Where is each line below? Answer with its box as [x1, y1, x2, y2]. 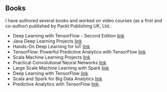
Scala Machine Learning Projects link [12, 54, 91, 60]
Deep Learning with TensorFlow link [12, 70, 88, 76]
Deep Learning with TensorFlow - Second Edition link [12, 32, 125, 38]
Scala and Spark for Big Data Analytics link [12, 75, 103, 81]
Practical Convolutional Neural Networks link [12, 59, 107, 65]
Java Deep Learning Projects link [12, 38, 82, 44]
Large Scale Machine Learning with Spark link [12, 65, 109, 71]
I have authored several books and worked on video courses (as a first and [5, 17, 162, 23]
